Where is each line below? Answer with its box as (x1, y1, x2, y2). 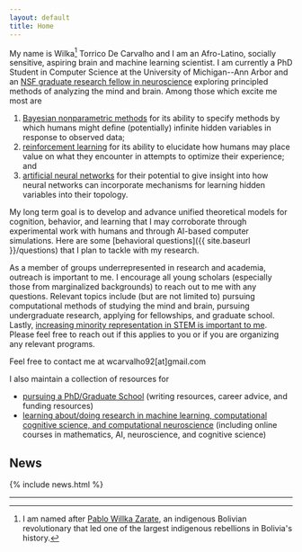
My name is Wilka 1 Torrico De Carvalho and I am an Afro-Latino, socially (9, 46, 277, 58)
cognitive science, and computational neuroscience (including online (22, 420, 278, 431)
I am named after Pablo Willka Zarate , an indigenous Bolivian (22, 513, 247, 524)
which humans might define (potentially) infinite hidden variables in (22, 122, 271, 133)
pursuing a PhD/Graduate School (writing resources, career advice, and (22, 391, 288, 402)
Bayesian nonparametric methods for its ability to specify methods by (22, 113, 280, 124)
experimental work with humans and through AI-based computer (9, 226, 250, 236)
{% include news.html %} (9, 478, 103, 490)
